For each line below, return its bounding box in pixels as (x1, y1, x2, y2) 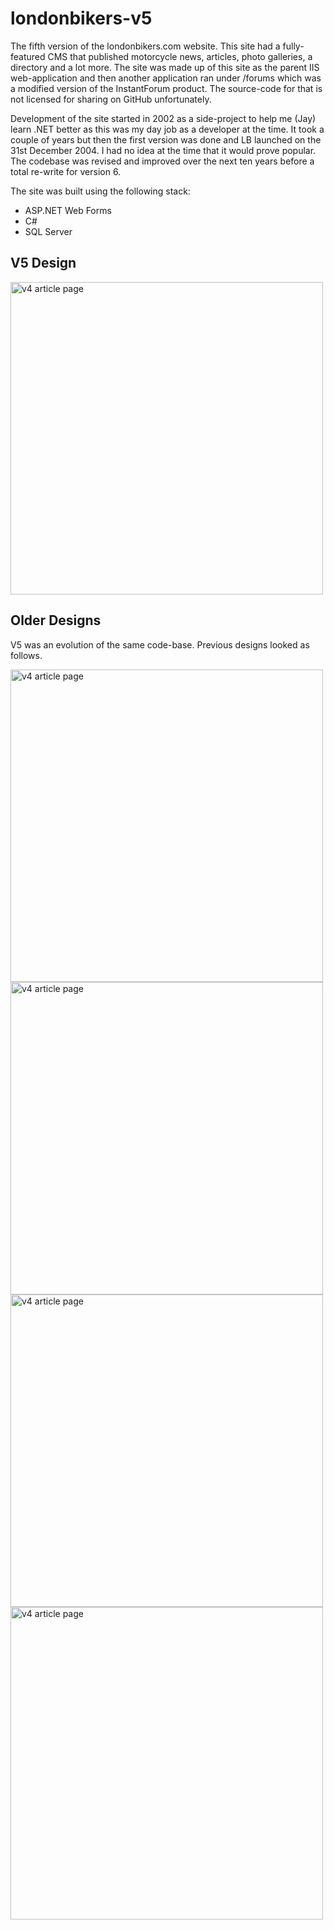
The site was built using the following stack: (10, 185, 191, 197)
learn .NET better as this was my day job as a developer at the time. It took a (10, 123, 325, 135)
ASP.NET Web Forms (24, 204, 112, 216)
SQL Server (24, 225, 73, 237)
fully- (282, 40, 305, 52)
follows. (10, 649, 43, 661)
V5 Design (10, 255, 77, 272)
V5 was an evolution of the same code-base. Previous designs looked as (10, 638, 310, 651)
